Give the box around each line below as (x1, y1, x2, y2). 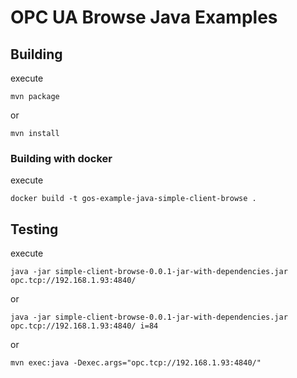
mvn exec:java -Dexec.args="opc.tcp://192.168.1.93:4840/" (10, 358, 262, 368)
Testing (10, 221, 59, 238)
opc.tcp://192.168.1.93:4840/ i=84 (10, 321, 159, 331)
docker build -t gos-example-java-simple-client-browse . (10, 194, 257, 204)
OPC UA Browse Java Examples (10, 6, 278, 29)
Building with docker (10, 151, 113, 165)
